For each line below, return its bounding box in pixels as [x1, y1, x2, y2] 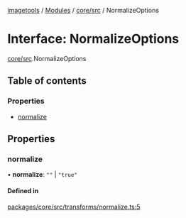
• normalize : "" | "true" [7, 170, 78, 179]
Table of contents [7, 75, 87, 87]
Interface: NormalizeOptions [7, 31, 180, 47]
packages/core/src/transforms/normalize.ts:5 [7, 202, 141, 211]
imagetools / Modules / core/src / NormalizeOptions [7, 6, 160, 14]
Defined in [7, 186, 39, 195]
